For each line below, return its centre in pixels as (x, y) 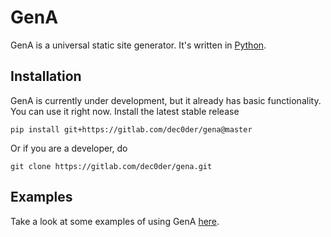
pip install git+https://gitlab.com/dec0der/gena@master (131, 129)
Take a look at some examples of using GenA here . (115, 221)
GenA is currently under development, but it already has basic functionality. (166, 100)
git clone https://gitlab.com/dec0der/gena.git (111, 166)
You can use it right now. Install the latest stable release (125, 111)
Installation (46, 76)
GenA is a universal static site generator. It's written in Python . (138, 45)
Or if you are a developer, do (69, 148)
